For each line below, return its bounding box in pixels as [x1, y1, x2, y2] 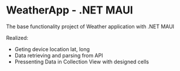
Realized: [6, 34, 29, 41]
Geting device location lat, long [14, 45, 90, 53]
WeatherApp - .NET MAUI [6, 4, 133, 17]
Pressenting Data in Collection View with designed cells [14, 58, 150, 65]
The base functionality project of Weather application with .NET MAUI [6, 23, 175, 30]
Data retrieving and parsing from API [14, 52, 103, 59]
